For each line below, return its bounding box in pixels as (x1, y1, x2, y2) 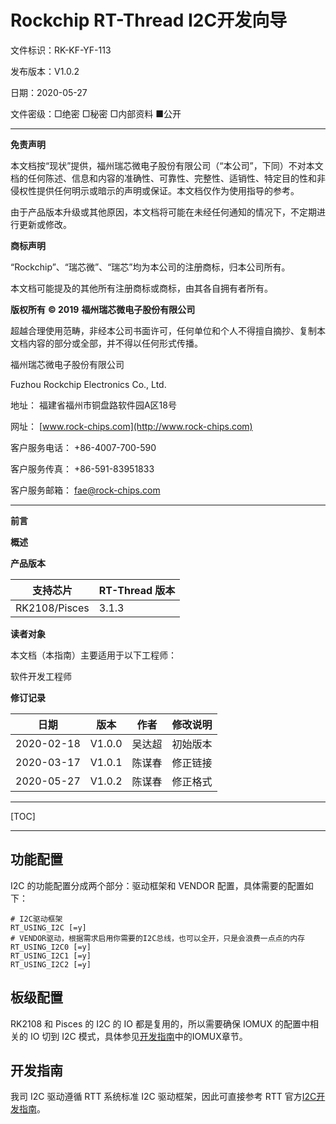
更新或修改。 (18, 218, 72, 230)
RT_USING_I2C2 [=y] (10, 959, 92, 970)
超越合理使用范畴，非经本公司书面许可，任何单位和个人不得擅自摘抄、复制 (10, 324, 317, 336)
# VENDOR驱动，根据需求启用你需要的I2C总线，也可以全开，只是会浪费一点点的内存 (10, 933, 306, 943)
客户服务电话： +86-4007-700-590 (10, 441, 157, 453)
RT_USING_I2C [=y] (10, 922, 87, 933)
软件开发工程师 (10, 670, 72, 682)
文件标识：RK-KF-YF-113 (10, 44, 112, 56)
